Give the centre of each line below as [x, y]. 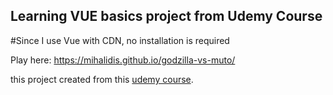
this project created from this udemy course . [102, 79]
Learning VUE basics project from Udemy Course [166, 16]
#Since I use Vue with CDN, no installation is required [120, 40]
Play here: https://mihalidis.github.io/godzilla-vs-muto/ [123, 60]
